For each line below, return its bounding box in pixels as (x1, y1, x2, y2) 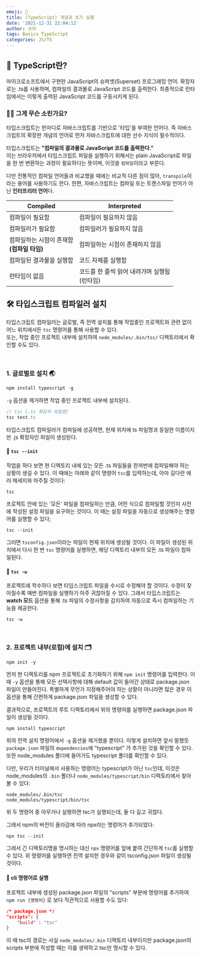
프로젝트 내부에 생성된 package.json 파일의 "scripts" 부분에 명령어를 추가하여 (6, 888, 189, 896)
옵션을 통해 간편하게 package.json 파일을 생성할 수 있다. (6, 693, 139, 700)
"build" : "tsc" (17, 919, 58, 926)
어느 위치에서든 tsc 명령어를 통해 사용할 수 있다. (6, 326, 118, 333)
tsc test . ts (6, 414, 36, 420)
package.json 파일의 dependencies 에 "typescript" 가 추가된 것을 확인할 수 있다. (6, 744, 193, 751)
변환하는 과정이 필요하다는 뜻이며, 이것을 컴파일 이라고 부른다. (25, 159, 166, 167)
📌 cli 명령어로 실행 (6, 874, 49, 882)
